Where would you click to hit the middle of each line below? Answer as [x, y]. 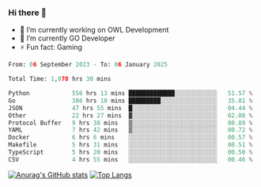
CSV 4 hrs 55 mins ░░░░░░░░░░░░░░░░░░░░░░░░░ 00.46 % [130, 159]
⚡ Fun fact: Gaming [51, 48]
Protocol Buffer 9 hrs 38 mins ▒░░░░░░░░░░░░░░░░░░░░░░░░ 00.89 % [130, 123]
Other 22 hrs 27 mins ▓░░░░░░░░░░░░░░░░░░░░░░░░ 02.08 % [130, 115]
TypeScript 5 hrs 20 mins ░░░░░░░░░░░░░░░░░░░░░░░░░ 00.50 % [130, 153]
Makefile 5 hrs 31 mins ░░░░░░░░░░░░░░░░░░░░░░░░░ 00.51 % [130, 145]
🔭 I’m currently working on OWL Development [94, 30]
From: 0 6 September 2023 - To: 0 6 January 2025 [88, 65]
